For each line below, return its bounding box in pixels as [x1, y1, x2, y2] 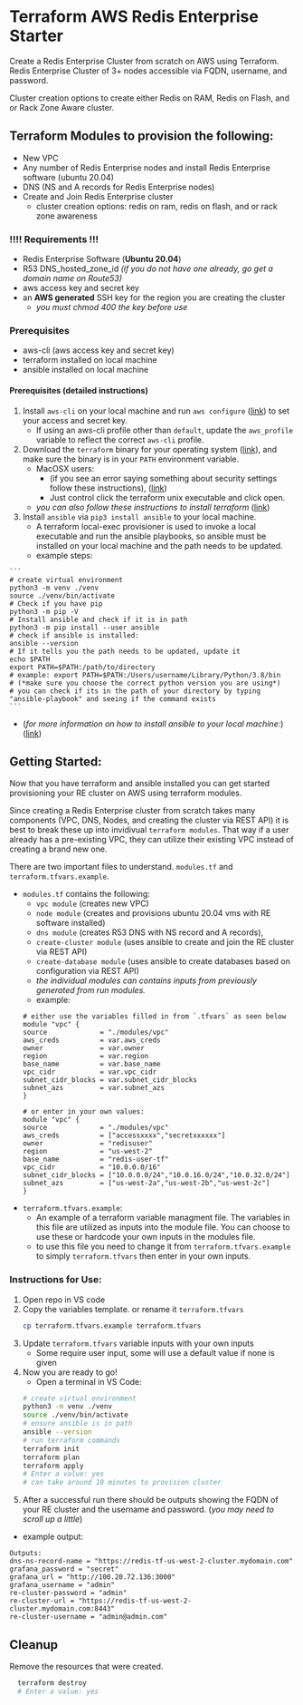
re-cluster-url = [9, 1596, 75, 1606]
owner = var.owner [22, 1044, 145, 1053]
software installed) [35, 918, 106, 929]
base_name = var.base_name [22, 1059, 161, 1069]
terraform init [22, 1444, 80, 1453]
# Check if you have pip [9, 599, 103, 609]
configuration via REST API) [35, 966, 140, 977]
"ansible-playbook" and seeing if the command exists [9, 694, 217, 704]
